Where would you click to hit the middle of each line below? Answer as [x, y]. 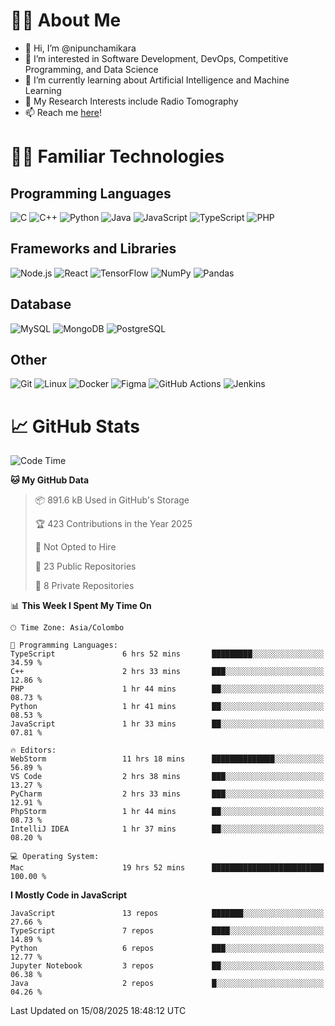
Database [41, 304]
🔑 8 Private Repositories [84, 586]
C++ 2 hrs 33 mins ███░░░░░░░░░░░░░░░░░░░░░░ [167, 672]
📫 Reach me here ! [63, 112]
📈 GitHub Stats [75, 426]
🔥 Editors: [33, 750]
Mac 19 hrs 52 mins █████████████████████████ [167, 868]
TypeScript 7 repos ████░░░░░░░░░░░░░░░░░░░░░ [167, 931]
